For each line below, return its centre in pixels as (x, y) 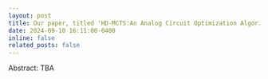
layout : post (30, 16)
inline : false (32, 38)
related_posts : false (44, 45)
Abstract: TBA (31, 68)
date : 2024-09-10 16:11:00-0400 (62, 30)
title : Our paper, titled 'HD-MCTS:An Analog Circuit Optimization (123, 23)
